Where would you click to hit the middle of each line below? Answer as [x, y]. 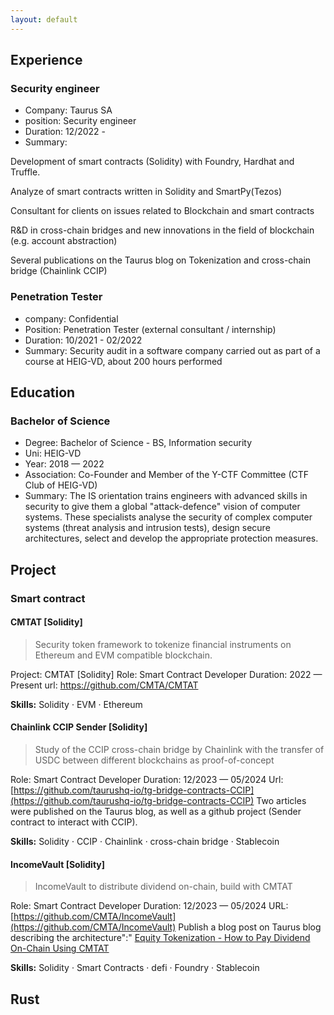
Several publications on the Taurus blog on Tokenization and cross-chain [161, 260]
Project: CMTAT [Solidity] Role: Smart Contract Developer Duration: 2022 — [166, 674]
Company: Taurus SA [68, 110]
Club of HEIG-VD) [61, 485]
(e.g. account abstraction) [64, 241]
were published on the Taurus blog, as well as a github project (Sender [156, 812]
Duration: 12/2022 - [65, 132]
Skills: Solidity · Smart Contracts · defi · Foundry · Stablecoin [135, 968]
